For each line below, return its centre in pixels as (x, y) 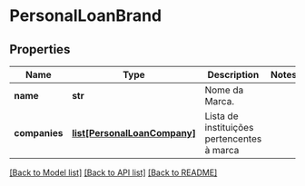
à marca (222, 150)
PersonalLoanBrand (85, 16)
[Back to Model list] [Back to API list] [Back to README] (113, 172)
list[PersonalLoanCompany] (134, 133)
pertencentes (233, 139)
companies (39, 133)
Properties (40, 49)
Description (233, 75)
